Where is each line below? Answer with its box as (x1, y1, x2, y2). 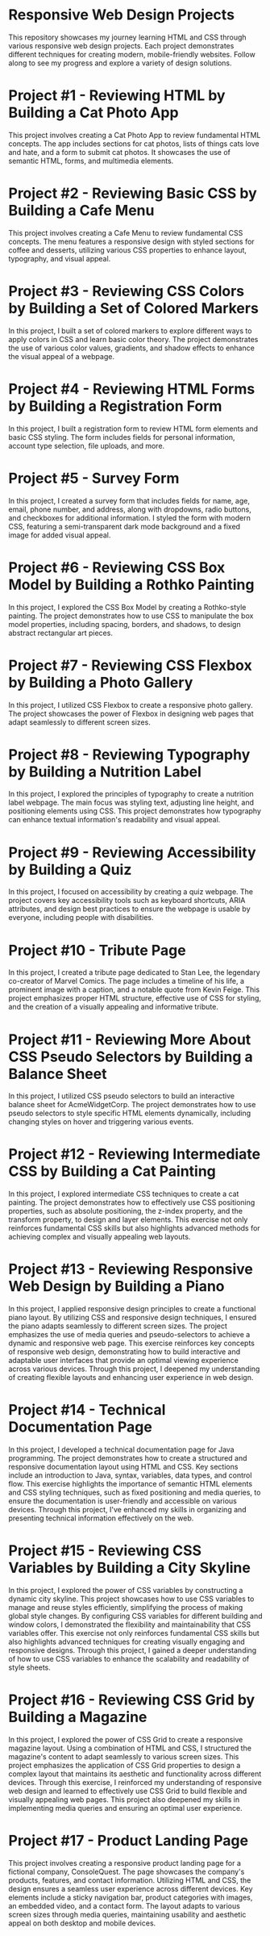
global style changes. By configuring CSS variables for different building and (8, 1612, 264, 1620)
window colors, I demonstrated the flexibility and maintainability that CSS (8, 1620, 251, 1629)
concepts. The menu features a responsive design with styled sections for (8, 236, 255, 246)
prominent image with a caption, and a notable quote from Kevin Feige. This (8, 985, 260, 994)
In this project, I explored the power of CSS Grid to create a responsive (8, 1734, 243, 1744)
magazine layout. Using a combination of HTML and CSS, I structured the (8, 1743, 252, 1753)
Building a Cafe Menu (8, 202, 155, 220)
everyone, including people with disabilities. (8, 913, 154, 922)
